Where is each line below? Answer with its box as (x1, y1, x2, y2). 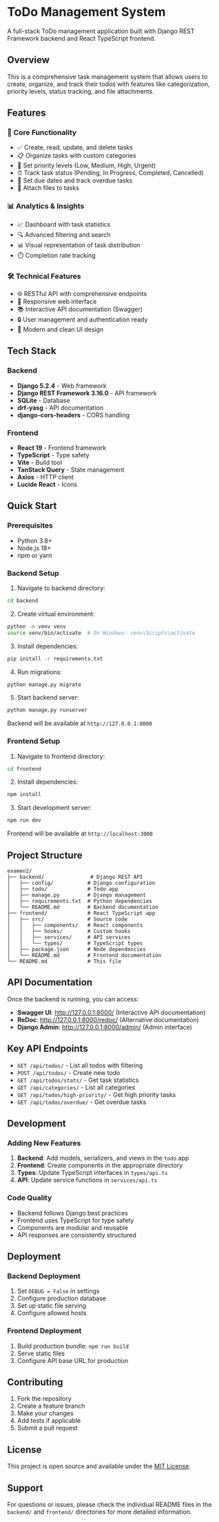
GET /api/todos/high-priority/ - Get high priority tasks (17, 1090, 176, 1098)
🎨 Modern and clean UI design (17, 325, 104, 334)
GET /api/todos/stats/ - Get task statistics (17, 1076, 139, 1084)
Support (7, 1482, 43, 1494)
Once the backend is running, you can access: (7, 994, 139, 1003)
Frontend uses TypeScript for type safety (17, 1216, 134, 1224)
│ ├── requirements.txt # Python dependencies (7, 897, 153, 904)
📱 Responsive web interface (17, 298, 97, 306)
